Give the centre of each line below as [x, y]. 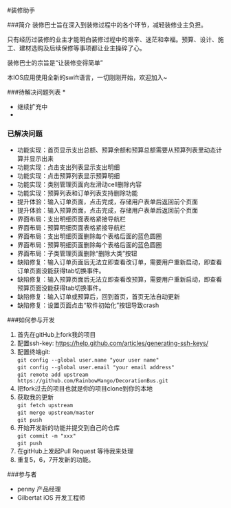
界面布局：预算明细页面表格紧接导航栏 [71, 228]
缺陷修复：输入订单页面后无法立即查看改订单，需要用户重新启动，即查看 [119, 262]
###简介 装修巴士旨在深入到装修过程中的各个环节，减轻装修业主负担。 [107, 25]
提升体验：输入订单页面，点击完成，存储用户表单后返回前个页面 [107, 202]
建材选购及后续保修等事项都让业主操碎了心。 [82, 48]
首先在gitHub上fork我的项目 [56, 335]
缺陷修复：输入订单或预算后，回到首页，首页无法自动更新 [98, 297]
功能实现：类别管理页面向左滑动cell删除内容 [79, 184]
